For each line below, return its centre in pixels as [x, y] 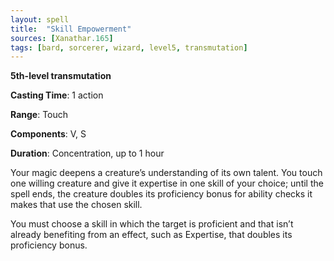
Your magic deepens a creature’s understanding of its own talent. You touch [166, 173]
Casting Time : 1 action [57, 95]
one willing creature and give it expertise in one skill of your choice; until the [167, 183]
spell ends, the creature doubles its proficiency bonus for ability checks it [161, 194]
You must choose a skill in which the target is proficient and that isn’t [152, 224]
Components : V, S [48, 134]
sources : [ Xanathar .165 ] [62, 38]
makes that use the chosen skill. [76, 205]
